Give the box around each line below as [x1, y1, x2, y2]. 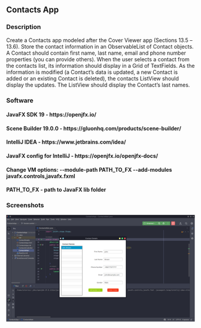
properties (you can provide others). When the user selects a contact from [6, 55, 190, 62]
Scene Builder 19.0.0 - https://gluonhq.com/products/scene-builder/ [6, 124, 181, 132]
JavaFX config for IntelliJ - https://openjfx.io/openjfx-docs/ [6, 152, 159, 159]
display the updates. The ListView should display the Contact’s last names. [6, 81, 190, 88]
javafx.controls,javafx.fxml [6, 172, 76, 180]
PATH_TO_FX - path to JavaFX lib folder [6, 186, 106, 193]
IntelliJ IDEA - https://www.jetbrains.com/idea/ [6, 138, 126, 146]
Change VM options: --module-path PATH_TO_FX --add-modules [6, 166, 172, 173]
